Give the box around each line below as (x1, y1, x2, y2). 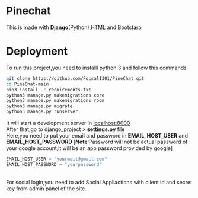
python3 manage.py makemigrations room (6, 98, 105, 104)
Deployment (6, 44, 68, 58)
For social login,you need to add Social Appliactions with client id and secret (6, 178, 193, 186)
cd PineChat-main (6, 81, 49, 87)
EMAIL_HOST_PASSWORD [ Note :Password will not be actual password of (6, 138, 188, 145)
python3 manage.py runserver (6, 108, 78, 115)
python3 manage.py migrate (6, 103, 73, 109)
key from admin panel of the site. (6, 185, 87, 192)
